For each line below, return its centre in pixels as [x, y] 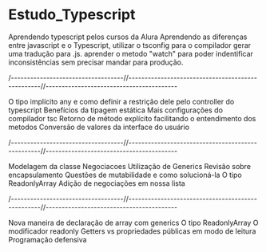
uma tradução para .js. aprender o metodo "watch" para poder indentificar [131, 53]
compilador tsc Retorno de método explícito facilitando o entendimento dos [132, 118]
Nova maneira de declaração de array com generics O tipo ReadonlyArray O [133, 222]
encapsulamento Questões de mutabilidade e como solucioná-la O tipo [125, 175]
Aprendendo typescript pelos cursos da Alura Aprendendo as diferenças [128, 37]
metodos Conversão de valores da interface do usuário [99, 127]
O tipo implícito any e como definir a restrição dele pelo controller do [121, 101]
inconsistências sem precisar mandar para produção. [96, 62]
